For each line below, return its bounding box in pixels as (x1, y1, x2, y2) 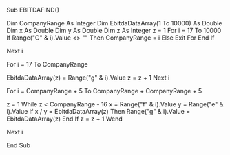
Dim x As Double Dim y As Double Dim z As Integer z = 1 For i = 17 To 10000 (6, 27, 222, 34)
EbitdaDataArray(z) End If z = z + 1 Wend (6, 115, 123, 123)
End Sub (6, 141, 31, 150)
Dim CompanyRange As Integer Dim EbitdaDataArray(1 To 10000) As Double (6, 19, 222, 27)
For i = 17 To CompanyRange (6, 60, 88, 68)
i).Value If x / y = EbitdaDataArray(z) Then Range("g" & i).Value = (6, 108, 191, 115)
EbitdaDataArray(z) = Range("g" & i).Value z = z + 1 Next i (6, 73, 170, 82)
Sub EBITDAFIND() (6, 6, 60, 14)
